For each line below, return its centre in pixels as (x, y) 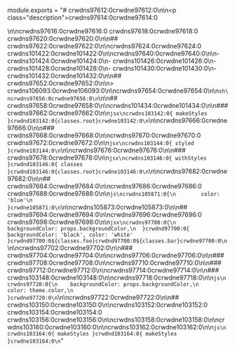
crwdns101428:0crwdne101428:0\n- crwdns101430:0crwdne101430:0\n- (112, 68)
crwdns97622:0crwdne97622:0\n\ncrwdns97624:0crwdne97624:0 (105, 46)
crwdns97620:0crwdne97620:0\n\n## (62, 39)
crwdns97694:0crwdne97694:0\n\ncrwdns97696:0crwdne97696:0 (105, 214)
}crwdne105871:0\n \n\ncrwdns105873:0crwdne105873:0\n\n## (98, 207)
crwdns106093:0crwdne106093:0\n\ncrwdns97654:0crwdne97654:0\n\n (113, 91)
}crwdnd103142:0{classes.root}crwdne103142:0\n (78, 121)
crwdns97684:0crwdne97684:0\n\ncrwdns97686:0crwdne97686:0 (105, 186)
